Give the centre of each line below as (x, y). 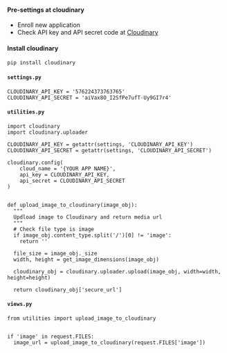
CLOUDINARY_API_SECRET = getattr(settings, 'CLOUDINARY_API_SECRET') (110, 150)
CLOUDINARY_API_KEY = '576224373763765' (66, 91)
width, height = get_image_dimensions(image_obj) (86, 260)
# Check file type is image (54, 229)
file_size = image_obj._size (55, 253)
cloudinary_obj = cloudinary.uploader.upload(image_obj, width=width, (117, 271)
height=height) (29, 278)
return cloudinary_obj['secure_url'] (68, 290)
